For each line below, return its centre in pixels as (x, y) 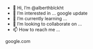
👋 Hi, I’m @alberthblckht (38, 8)
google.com (18, 41)
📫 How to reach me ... (36, 30)
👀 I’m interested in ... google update (50, 13)
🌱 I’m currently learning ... (40, 18)
